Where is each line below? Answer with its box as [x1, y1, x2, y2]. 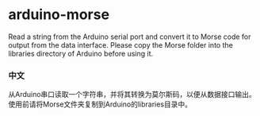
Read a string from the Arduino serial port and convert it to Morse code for [8, 32, 251, 41]
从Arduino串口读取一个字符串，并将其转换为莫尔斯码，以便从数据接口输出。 [8, 90, 256, 99]
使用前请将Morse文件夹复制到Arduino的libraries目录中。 [8, 99, 193, 109]
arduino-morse [8, 6, 109, 24]
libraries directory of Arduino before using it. [8, 48, 154, 58]
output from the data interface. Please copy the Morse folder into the [8, 40, 234, 49]
